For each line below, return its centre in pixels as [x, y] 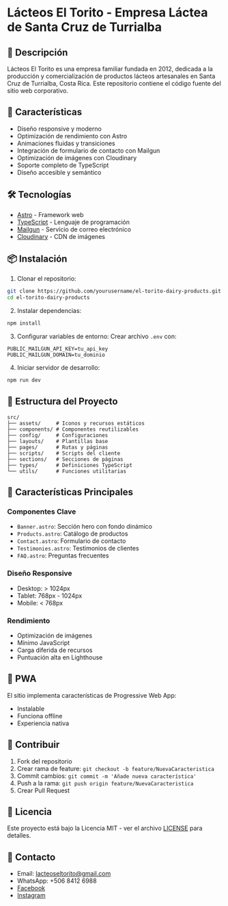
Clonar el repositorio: [46, 279]
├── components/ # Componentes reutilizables [73, 429]
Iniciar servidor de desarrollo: [58, 368]
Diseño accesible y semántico [59, 172]
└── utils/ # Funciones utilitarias [67, 471]
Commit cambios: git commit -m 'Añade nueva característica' [106, 776]
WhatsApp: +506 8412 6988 [57, 881]
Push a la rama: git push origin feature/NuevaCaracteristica [105, 783]
